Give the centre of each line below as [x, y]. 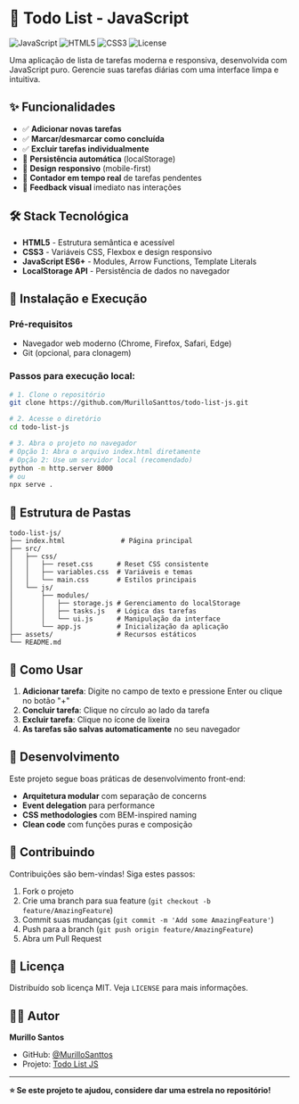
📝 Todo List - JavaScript [99, 18]
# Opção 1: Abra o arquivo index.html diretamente [105, 451]
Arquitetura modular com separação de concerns [114, 795]
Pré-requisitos [41, 324]
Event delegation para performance [89, 805]
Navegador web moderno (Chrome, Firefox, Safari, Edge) [127, 343]
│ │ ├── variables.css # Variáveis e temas [101, 573]
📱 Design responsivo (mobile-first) [86, 168]
